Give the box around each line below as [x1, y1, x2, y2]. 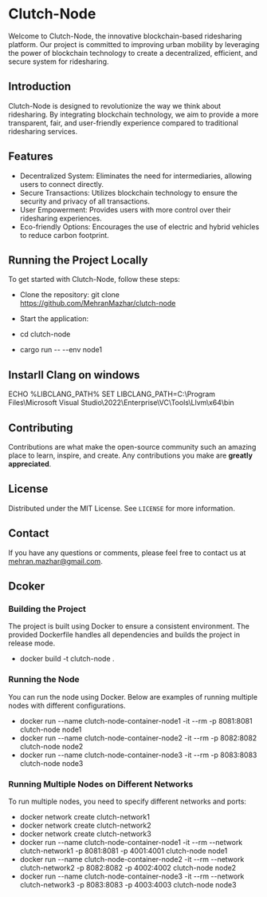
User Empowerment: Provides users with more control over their [19, 204, 231, 214]
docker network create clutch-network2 [19, 820, 151, 830]
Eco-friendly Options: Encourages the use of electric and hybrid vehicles [19, 221, 260, 232]
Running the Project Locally [8, 253, 148, 267]
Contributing [8, 421, 73, 435]
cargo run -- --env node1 [19, 345, 102, 355]
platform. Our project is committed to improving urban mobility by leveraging [8, 39, 260, 49]
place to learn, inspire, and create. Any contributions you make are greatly [8, 450, 253, 460]
